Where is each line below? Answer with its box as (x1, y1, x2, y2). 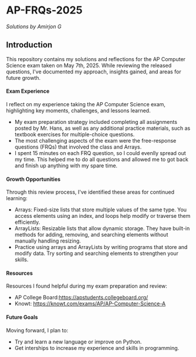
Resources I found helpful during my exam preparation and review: (6, 282, 167, 289)
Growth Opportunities (6, 176, 60, 183)
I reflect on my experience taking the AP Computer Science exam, (6, 100, 166, 107)
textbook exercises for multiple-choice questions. (14, 130, 135, 138)
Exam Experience (6, 87, 50, 95)
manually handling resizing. (14, 237, 81, 244)
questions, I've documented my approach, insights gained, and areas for (6, 68, 182, 75)
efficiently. (14, 218, 40, 226)
